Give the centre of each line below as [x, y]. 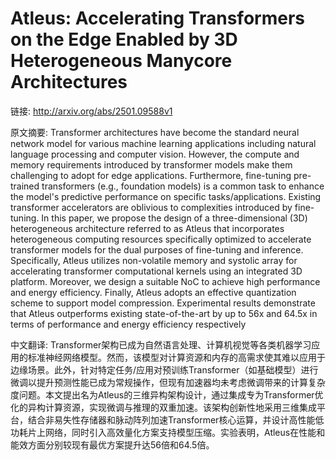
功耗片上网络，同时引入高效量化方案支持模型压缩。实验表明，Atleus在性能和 [168, 432]
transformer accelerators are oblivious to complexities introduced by [151, 207]
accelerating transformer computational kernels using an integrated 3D [156, 271]
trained [25, 186]
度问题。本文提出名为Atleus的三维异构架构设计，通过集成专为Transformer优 [167, 394]
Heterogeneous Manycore [121, 61]
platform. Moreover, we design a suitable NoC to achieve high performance [165, 281]
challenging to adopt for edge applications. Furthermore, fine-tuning [151, 175]
